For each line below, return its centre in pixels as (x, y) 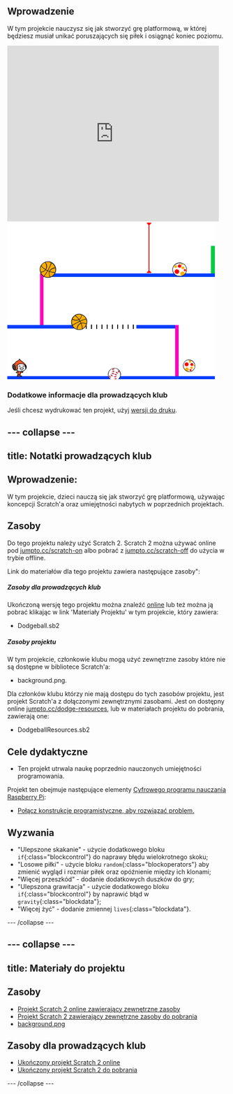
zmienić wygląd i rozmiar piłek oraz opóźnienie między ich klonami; (114, 872)
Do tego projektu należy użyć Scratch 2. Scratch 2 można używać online (112, 543)
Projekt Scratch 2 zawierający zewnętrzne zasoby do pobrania (107, 1016)
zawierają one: (28, 716)
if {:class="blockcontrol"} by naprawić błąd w (83, 894)
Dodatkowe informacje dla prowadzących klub (88, 395)
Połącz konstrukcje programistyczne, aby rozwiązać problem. (106, 811)
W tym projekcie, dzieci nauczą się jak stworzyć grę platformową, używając (116, 497)
